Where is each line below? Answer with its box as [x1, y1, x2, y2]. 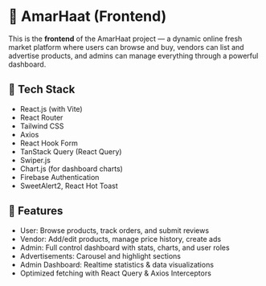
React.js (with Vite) [19, 104, 83, 113]
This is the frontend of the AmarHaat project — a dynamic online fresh [8, 34, 243, 43]
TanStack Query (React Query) [19, 146, 122, 156]
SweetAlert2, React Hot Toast [19, 181, 118, 190]
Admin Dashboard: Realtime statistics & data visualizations [19, 259, 215, 269]
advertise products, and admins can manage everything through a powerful [8, 51, 259, 60]
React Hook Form [19, 138, 78, 148]
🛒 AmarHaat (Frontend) [8, 7, 167, 26]
